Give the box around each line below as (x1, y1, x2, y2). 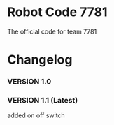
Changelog (7, 52, 73, 68)
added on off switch (7, 111, 65, 119)
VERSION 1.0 (7, 77, 52, 87)
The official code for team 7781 (7, 27, 97, 36)
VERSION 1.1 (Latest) (7, 95, 78, 105)
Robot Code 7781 (7, 4, 108, 20)
